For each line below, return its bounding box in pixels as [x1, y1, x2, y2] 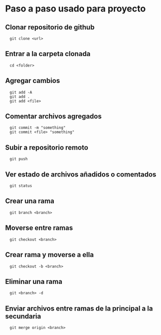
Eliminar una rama [5, 277, 62, 285]
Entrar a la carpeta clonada [5, 49, 91, 58]
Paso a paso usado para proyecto [5, 3, 146, 14]
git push [9, 156, 28, 161]
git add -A [9, 89, 32, 95]
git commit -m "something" [9, 125, 66, 130]
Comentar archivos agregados [5, 112, 102, 120]
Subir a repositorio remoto [5, 143, 89, 151]
